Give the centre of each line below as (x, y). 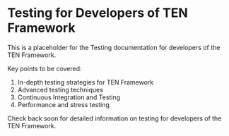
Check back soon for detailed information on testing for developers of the (114, 118)
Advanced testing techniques (60, 89)
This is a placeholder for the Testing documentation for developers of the (114, 47)
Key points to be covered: (45, 68)
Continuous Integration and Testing (69, 97)
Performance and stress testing (63, 104)
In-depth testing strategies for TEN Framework (86, 82)
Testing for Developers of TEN (98, 13)
